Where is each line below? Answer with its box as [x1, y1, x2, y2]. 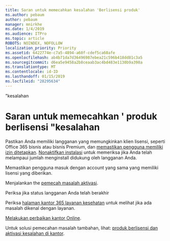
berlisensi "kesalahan [5, 121, 100, 133]
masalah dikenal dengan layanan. [5, 205, 76, 211]
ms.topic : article [5, 36, 44, 41]
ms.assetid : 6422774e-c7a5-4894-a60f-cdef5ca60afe [5, 50, 115, 55]
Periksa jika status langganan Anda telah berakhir [5, 189, 109, 196]
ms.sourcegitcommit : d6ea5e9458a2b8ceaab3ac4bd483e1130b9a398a [5, 60, 143, 65]
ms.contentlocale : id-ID [5, 69, 58, 75]
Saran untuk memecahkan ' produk [5, 110, 157, 122]
